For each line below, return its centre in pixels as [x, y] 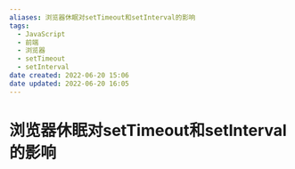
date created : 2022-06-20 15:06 [69, 76]
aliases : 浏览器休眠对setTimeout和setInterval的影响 [102, 17]
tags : [19, 26]
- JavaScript [41, 34]
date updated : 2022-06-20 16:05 [69, 84]
